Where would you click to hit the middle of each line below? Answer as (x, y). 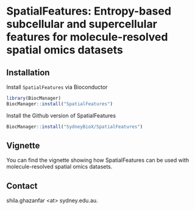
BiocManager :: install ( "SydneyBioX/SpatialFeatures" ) (75, 127)
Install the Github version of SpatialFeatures (61, 115)
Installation (28, 72)
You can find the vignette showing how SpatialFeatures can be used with (98, 160)
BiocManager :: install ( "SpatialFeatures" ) (60, 104)
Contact (22, 186)
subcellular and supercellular (82, 24)
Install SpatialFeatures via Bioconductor (57, 87)
